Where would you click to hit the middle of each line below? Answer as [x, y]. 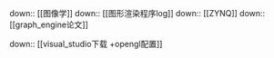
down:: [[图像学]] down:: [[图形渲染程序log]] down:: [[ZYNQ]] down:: [137, 13]
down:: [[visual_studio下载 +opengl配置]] [86, 44]
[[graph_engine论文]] [49, 24]
